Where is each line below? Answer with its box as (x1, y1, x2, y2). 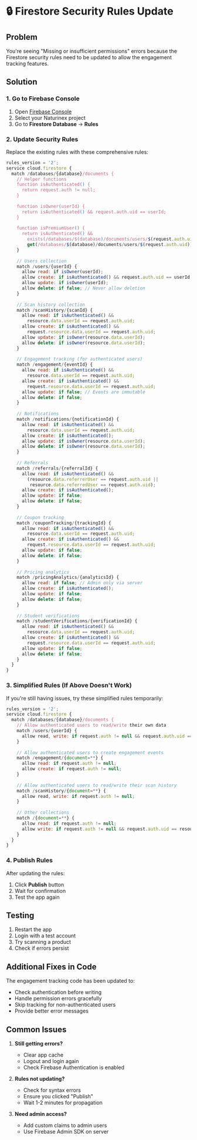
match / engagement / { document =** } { (16, 755, 104, 761)
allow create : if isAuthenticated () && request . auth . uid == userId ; (21, 274, 193, 281)
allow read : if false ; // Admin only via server (21, 580, 143, 586)
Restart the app (14, 926, 52, 933)
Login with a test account (14, 932, 76, 939)
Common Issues (6, 1024, 67, 1034)
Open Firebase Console (14, 108, 72, 115)
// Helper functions (16, 176, 67, 182)
